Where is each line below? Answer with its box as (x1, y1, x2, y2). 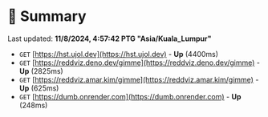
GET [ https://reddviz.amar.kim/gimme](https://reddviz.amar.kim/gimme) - (18, 75, 259, 84)
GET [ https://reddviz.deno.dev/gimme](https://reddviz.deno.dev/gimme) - (18, 58, 261, 67)
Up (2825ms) (18, 66, 63, 75)
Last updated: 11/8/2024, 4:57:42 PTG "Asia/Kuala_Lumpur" (7, 34, 212, 43)
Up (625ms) (18, 83, 59, 93)
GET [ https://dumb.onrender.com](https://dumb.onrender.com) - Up (18, 91, 242, 101)
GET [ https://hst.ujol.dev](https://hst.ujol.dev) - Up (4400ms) (18, 49, 218, 58)
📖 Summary (7, 7, 87, 26)
